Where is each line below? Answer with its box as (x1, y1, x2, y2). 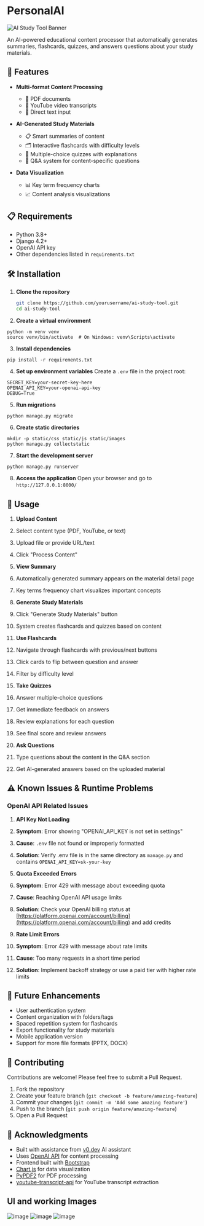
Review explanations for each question (15, 718, 114, 725)
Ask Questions (15, 742, 55, 749)
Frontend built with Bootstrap (15, 1159, 90, 1166)
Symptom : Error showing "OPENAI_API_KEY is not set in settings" (15, 828, 183, 835)
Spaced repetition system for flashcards (15, 1020, 118, 1027)
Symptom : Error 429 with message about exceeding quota (15, 882, 165, 889)
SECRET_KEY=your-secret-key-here (7, 379, 93, 386)
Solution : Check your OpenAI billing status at (15, 905, 131, 913)
